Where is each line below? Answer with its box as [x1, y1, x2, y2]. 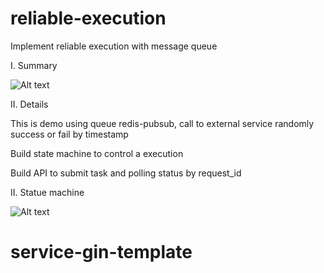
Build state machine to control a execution [10, 147, 184, 159]
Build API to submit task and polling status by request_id [10, 167, 242, 179]
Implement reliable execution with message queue [10, 40, 218, 52]
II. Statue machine [10, 186, 85, 198]
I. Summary [10, 59, 58, 71]
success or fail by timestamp [10, 128, 129, 140]
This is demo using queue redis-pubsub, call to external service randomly [10, 117, 315, 129]
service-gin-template [10, 241, 193, 264]
